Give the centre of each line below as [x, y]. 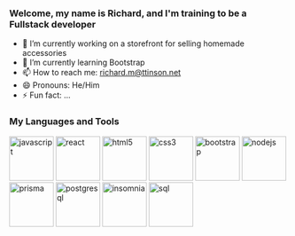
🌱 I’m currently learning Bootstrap [83, 63]
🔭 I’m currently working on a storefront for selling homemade [133, 43]
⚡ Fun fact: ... [46, 95]
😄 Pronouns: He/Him [61, 85]
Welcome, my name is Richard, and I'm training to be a [128, 13]
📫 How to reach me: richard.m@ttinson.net [101, 73]
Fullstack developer [53, 24]
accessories [44, 53]
